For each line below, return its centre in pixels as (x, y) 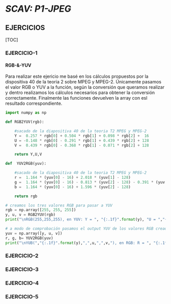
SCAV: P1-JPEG (38, 9)
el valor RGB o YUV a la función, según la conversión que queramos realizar (85, 87)
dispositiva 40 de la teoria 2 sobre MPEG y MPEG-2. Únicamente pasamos (83, 82)
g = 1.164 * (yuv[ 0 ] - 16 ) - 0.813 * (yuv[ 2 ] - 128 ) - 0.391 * (84, 182)
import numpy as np (26, 113)
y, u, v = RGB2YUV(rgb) (31, 215)
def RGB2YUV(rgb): (25, 122)
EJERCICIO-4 (22, 283)
